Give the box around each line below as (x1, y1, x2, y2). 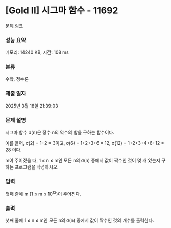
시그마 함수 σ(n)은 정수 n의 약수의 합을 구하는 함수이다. (5, 129, 115, 136)
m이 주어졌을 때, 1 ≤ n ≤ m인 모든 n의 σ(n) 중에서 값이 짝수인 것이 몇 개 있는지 (5, 157, 161, 164)
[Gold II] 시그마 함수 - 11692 (5, 5, 118, 16)
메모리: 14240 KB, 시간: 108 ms (5, 49, 69, 55)
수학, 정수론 (5, 76, 29, 82)
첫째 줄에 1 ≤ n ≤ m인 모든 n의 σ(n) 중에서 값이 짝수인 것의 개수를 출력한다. (5, 217, 154, 223)
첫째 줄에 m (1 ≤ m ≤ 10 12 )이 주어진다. (5, 190, 81, 197)
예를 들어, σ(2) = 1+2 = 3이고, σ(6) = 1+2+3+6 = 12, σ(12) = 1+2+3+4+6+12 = (5, 140, 164, 147)
